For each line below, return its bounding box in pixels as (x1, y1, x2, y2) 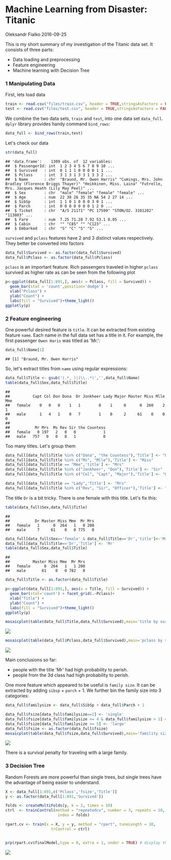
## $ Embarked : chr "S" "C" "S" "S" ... (5, 226, 103, 231)
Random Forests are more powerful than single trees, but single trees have (5, 774, 162, 780)
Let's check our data (5, 140, 49, 146)
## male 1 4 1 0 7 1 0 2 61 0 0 (5, 411, 165, 416)
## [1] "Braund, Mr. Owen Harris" (5, 356, 79, 361)
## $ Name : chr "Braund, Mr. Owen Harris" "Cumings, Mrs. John (5, 177, 163, 182)
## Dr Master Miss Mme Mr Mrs (5, 518, 95, 524)
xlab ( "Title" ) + (10, 595, 44, 601)
